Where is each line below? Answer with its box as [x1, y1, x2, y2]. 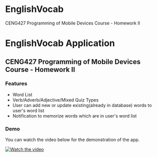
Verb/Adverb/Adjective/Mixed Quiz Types [12, 96, 99, 103]
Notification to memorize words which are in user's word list [12, 112, 137, 118]
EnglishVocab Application [5, 37, 115, 49]
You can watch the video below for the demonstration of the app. [5, 136, 140, 143]
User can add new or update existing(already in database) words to [12, 102, 152, 108]
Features [5, 80, 28, 87]
